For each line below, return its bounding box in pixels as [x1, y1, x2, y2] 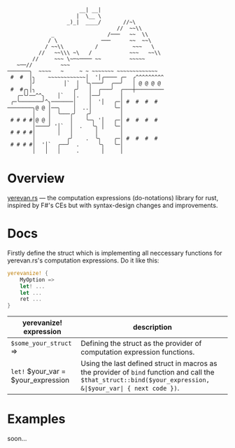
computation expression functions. [80, 347, 195, 357]
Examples [7, 411, 66, 427]
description [132, 323, 173, 332]
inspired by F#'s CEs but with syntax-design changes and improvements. [7, 201, 218, 209]
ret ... [20, 295, 42, 303]
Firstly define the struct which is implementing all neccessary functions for [7, 248, 222, 257]
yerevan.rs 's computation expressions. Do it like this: [7, 256, 159, 265]
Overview [7, 171, 65, 186]
